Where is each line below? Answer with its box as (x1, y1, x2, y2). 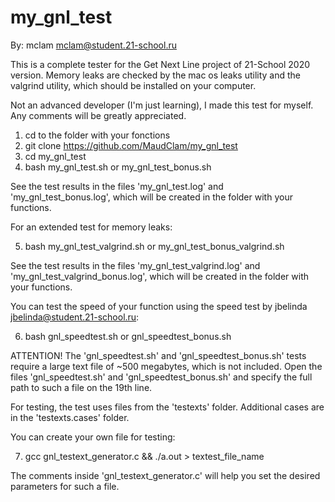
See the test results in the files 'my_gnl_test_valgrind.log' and (10, 259, 261, 271)
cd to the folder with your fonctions (24, 129, 171, 141)
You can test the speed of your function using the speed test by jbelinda (10, 300, 308, 312)
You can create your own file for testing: (10, 431, 176, 443)
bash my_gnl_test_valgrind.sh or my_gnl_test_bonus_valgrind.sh (24, 240, 285, 252)
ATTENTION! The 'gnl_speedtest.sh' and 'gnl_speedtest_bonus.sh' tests (10, 349, 307, 361)
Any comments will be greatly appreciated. (10, 109, 187, 121)
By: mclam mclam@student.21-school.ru (10, 39, 177, 51)
